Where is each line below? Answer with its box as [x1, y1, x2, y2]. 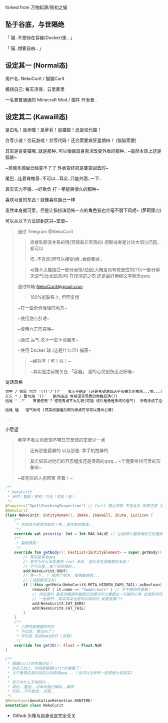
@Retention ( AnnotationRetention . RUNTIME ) [5, 699, 93, 704]
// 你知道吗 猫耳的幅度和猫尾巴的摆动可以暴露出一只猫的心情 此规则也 [31, 592, 159, 597]
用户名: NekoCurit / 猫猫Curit [5, 75, 65, 81]
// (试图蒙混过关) [23, 578, 57, 583]
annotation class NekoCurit [5, 703, 64, 708]
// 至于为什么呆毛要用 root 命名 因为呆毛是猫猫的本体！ [23, 559, 130, 564]
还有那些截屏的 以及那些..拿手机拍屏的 [29, 447, 108, 453]
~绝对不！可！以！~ [29, 358, 71, 364]
